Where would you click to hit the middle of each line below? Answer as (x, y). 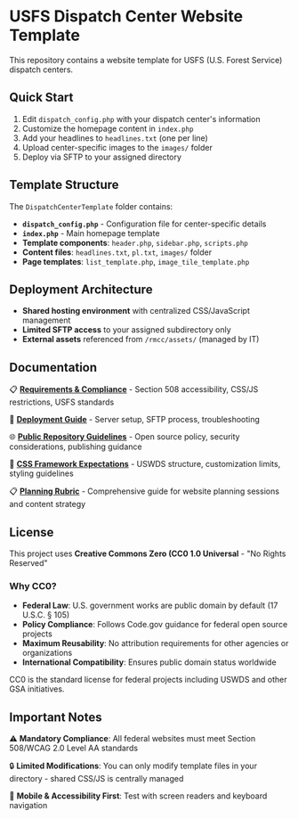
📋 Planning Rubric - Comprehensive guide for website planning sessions (145, 491)
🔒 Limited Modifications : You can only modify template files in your (133, 766)
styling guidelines (41, 473)
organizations (47, 653)
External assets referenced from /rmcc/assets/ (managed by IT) (141, 340)
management (46, 320)
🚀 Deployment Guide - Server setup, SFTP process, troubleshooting (135, 420)
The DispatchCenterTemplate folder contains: (91, 206)
